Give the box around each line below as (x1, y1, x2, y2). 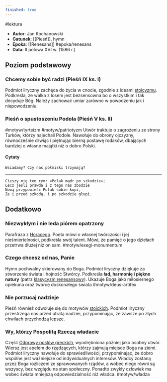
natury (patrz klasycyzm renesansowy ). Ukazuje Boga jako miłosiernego (5, 276, 154, 282)
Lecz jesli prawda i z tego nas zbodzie (5, 183, 90, 188)
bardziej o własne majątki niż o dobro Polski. (5, 142, 96, 148)
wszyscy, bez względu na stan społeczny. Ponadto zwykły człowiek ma (5, 366, 152, 372)
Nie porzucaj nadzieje (5, 294, 59, 301)
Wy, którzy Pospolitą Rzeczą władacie (5, 328, 99, 335)
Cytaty (5, 154, 20, 160)
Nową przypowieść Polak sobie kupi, (5, 187, 81, 192)
